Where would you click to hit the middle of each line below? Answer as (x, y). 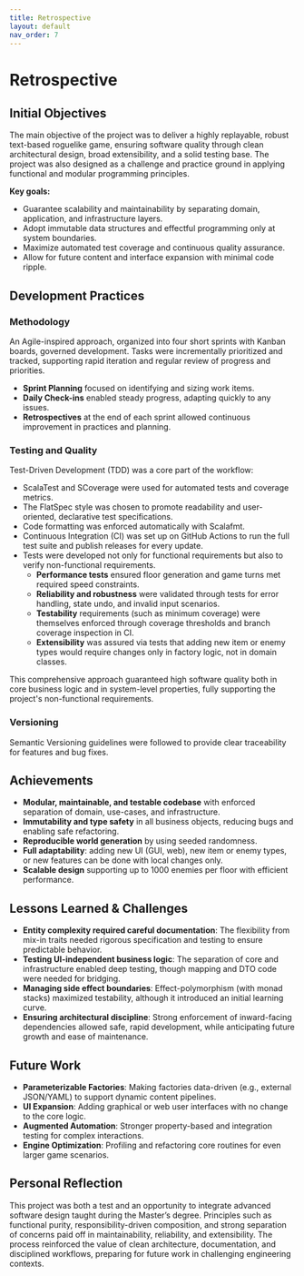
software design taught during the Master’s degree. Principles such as (141, 1215)
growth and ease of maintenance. (85, 1037)
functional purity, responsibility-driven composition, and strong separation (148, 1224)
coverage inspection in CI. (85, 633)
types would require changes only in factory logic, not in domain (156, 653)
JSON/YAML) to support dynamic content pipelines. (119, 1097)
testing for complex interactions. (83, 1136)
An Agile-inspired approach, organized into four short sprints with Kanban (147, 341)
